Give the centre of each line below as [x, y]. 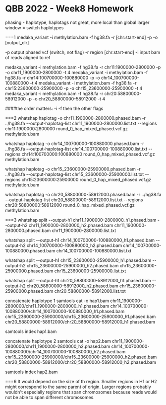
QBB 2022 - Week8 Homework [69, 9]
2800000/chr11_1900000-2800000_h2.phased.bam [58, 346]
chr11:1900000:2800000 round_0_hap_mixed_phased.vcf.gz [66, 128]
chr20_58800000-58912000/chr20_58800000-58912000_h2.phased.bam [81, 362]
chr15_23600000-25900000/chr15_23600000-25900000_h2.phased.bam [81, 357]
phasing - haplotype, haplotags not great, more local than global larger [77, 22]
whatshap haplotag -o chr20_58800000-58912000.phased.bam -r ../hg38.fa [83, 194]
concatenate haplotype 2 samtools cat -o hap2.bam [58, 341]
